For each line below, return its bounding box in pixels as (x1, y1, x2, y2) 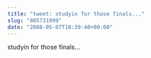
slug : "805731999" (7, 17, 62, 24)
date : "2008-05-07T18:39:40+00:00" (7, 23, 113, 30)
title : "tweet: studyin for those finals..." (7, 10, 145, 18)
